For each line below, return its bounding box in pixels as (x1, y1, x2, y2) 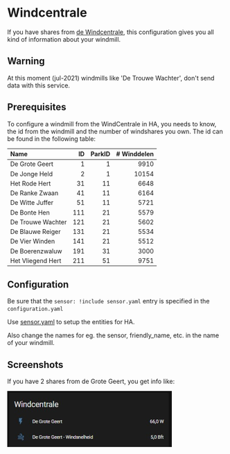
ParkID (90, 150, 111, 158)
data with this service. (7, 81, 71, 90)
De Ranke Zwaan (10, 189, 59, 197)
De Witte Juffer (10, 199, 54, 207)
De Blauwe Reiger (10, 228, 61, 236)
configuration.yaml (7, 305, 64, 313)
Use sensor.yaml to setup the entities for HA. (7, 318, 135, 326)
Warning (7, 56, 45, 67)
